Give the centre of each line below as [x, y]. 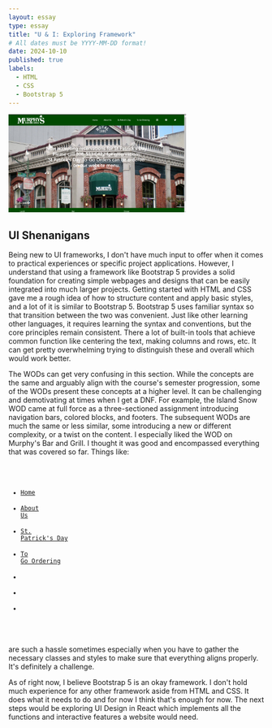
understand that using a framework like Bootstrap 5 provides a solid [122, 272]
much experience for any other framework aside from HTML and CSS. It [129, 691]
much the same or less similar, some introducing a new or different [120, 426]
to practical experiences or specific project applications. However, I [121, 263]
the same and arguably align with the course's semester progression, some [134, 383]
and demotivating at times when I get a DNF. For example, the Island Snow [133, 400]
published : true [36, 60]
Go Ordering [40, 561]
